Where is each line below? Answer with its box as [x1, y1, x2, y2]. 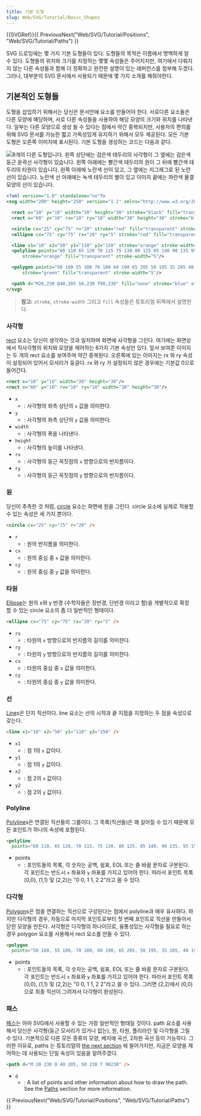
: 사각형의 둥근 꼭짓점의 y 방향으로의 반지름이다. [23, 472, 136, 479]
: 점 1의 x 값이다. [23, 747, 62, 754]
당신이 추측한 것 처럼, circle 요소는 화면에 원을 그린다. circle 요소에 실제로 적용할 [6, 503, 194, 510]
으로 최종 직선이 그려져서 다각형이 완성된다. [23, 988, 125, 995]
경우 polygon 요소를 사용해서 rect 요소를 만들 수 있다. [6, 930, 132, 937]
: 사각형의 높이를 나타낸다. [23, 443, 85, 451]
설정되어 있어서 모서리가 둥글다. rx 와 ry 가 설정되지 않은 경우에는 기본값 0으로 [12, 359, 194, 366]
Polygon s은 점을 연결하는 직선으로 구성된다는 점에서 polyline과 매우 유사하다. [6, 907, 187, 915]
